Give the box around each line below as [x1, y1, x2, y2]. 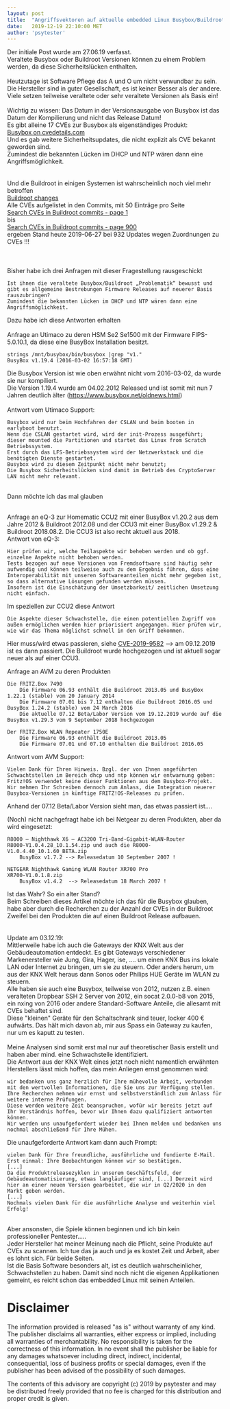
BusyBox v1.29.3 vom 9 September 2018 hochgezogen [7, 717, 155, 724]
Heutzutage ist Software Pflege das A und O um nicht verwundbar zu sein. [7, 77, 218, 86]
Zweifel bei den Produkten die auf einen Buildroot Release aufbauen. [7, 912, 201, 920]
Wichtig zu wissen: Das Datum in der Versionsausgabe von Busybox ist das [7, 106, 220, 115]
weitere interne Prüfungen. [7, 1096, 88, 1104]
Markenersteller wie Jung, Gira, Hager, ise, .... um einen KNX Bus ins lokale [7, 955, 219, 964]
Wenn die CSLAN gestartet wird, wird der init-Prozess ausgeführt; [7, 431, 204, 438]
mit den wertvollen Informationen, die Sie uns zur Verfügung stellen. [7, 1084, 216, 1091]
